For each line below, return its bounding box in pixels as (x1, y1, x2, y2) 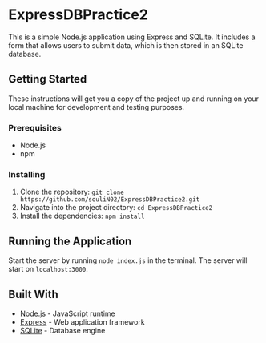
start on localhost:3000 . (8, 264, 88, 274)
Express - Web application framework (19, 317, 146, 326)
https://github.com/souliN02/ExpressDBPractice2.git (19, 196, 200, 204)
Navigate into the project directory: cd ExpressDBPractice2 (19, 203, 213, 212)
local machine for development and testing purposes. (8, 102, 185, 111)
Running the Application (8, 234, 132, 248)
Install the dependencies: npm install (19, 211, 145, 221)
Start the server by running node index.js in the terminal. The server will (8, 256, 248, 265)
